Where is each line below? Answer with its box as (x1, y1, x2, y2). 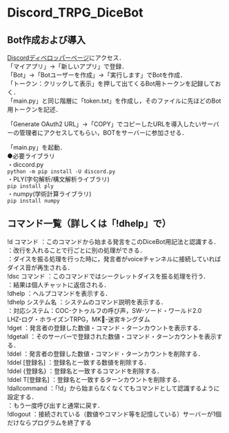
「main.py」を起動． (7, 143, 66, 151)
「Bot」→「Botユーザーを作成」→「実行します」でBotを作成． (7, 71, 186, 79)
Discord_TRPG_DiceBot (7, 5, 143, 21)
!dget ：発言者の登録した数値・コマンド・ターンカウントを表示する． (7, 323, 205, 332)
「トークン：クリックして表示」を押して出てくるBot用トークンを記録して (7, 79, 215, 88)
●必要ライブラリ (7, 152, 55, 160)
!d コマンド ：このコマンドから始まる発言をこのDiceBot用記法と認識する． (7, 237, 220, 245)
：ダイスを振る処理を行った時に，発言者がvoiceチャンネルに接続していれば (7, 254, 221, 263)
